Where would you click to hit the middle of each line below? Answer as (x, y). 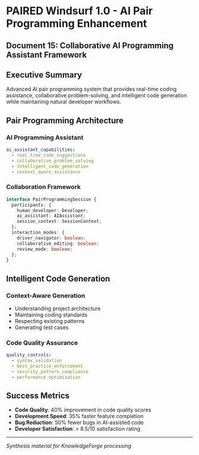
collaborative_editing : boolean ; (58, 244)
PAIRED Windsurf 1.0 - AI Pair (79, 11)
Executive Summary (44, 75)
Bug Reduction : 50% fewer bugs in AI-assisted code (79, 422)
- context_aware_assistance (46, 172)
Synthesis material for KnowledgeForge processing (69, 446)
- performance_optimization (46, 377)
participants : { (31, 205)
